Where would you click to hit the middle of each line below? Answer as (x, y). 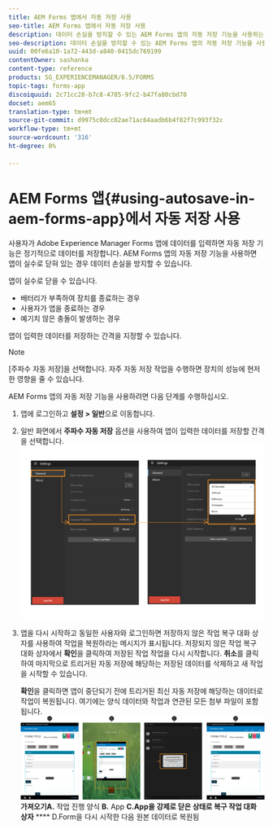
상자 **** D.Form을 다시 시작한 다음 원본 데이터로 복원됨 (110, 817)
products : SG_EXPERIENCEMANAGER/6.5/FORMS (81, 77)
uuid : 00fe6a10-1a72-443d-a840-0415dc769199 (85, 52)
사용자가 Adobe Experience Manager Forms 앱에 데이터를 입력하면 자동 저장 (132, 243)
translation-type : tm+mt (50, 112)
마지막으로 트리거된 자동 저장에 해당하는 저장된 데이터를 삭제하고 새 (142, 663)
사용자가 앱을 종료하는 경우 (63, 308)
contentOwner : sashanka (49, 60)
